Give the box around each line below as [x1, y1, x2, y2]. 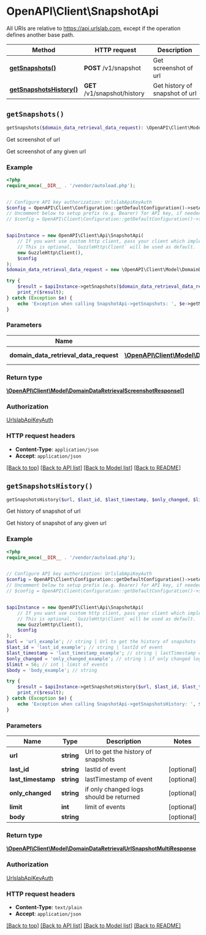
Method [32, 45, 56, 54]
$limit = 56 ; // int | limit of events [6, 661, 109, 668]
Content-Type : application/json [15, 445, 99, 453]
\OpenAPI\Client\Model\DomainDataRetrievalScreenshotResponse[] [6, 387, 185, 394]
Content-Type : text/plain [15, 903, 83, 910]
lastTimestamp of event [85, 775, 153, 783]
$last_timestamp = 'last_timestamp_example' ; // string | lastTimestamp [6, 650, 196, 656]
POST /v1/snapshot [83, 63, 141, 72]
